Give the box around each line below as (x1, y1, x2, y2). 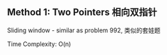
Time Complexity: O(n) (7, 40, 71, 48)
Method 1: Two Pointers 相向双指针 (7, 6, 157, 19)
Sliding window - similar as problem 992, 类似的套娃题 (7, 26, 161, 34)
